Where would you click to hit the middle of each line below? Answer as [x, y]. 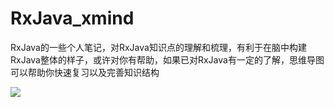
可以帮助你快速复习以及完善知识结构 [85, 72]
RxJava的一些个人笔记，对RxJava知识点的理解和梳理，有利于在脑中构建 [158, 47]
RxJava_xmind [72, 18]
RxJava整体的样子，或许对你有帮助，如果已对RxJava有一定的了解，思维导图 [167, 59]
